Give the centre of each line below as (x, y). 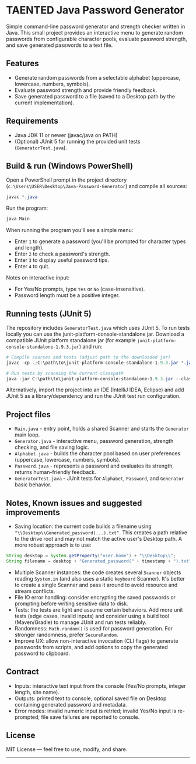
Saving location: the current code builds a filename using (83, 526)
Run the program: (27, 208)
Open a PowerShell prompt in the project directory (66, 180)
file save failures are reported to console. (90, 717)
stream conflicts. (35, 591)
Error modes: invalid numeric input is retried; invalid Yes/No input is (95, 711)
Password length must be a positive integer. (67, 295)
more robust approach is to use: (53, 545)
